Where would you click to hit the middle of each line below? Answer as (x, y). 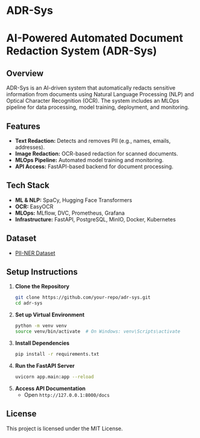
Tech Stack (28, 185)
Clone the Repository (42, 286)
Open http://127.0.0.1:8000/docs (67, 394)
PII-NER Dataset (35, 253)
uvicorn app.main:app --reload (54, 377)
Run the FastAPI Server (45, 365)
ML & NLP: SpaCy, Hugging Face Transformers (73, 200)
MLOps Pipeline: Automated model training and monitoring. (89, 160)
